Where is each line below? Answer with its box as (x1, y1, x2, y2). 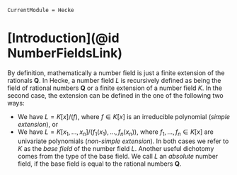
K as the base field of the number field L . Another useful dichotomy (17, 144, 214, 152)
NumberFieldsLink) (7, 45, 122, 62)
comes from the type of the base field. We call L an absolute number (17, 152, 219, 160)
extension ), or (17, 120, 59, 128)
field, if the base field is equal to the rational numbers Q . (17, 159, 182, 168)
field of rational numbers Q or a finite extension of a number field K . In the (7, 84, 223, 92)
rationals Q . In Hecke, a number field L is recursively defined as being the (7, 76, 221, 84)
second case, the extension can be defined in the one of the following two (7, 91, 224, 99)
